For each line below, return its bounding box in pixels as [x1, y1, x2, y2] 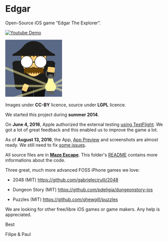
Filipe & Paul [5, 231, 31, 237]
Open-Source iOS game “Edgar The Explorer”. [5, 20, 101, 26]
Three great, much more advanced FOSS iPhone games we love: [5, 167, 140, 173]
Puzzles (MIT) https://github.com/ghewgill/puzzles [12, 196, 118, 203]
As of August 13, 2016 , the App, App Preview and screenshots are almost [5, 136, 158, 142]
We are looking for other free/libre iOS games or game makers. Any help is [5, 206, 160, 212]
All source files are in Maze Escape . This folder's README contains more [5, 151, 158, 157]
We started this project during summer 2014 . [5, 111, 99, 117]
